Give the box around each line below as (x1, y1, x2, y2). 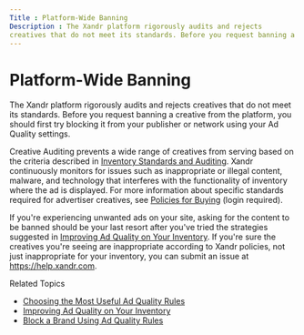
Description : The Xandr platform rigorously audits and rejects (9, 22, 262, 31)
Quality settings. (9, 128, 71, 139)
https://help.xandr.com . (9, 260, 97, 271)
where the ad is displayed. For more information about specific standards (9, 185, 284, 196)
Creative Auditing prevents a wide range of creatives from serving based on (9, 147, 294, 157)
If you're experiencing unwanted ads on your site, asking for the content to (9, 212, 289, 223)
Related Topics (9, 279, 66, 289)
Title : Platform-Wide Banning (9, 13, 128, 23)
